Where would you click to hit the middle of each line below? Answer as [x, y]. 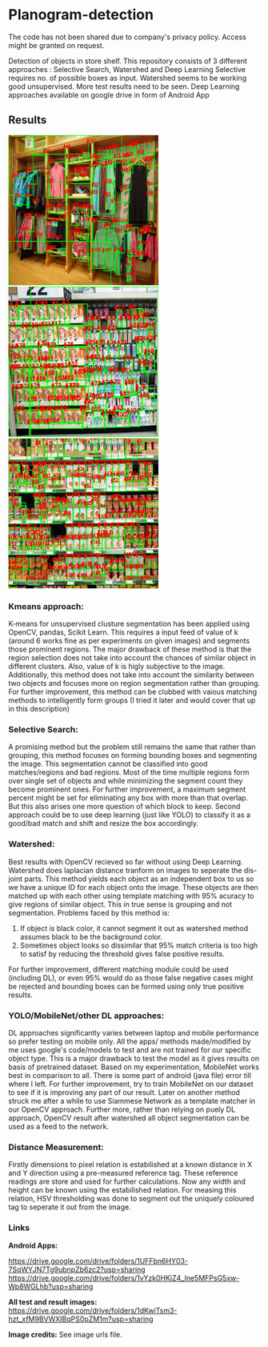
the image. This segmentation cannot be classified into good [108, 764]
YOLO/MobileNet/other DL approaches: [86, 1016]
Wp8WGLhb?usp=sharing [51, 1286]
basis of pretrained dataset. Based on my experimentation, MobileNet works [134, 1067]
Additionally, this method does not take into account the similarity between [131, 675]
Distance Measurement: [56, 1147]
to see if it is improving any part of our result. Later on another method [124, 1092]
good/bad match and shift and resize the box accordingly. [104, 824]
